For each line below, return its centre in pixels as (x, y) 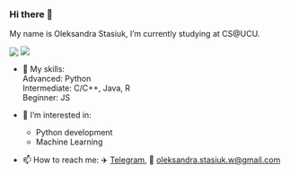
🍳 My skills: (44, 69)
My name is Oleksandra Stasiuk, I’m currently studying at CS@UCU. (135, 34)
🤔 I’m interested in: (57, 115)
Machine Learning (69, 142)
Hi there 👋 (31, 14)
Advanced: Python (57, 79)
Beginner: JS (46, 98)
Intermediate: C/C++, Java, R (76, 88)
